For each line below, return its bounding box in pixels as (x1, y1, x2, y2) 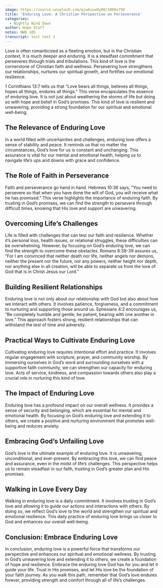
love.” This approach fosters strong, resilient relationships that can (5, 317, 138, 323)
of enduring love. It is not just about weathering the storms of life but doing (5, 93, 156, 99)
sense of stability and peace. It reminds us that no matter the (5, 141, 127, 147)
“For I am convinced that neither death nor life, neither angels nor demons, (5, 253, 155, 259)
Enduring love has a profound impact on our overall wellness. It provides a (5, 402, 154, 408)
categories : (5, 16, 29, 21)
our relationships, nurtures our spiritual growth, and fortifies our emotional (5, 68, 154, 74)
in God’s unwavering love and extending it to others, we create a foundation (5, 556, 157, 563)
